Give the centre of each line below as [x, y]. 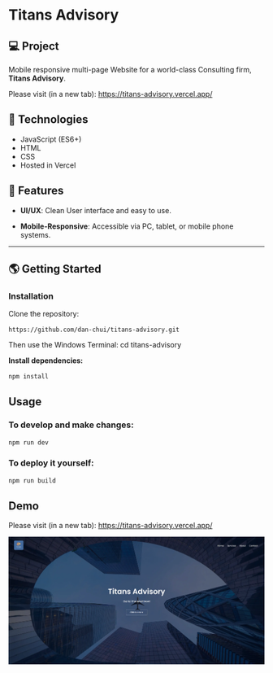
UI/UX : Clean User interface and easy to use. [96, 210]
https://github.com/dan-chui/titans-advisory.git [94, 330]
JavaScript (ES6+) [51, 139]
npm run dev [28, 443]
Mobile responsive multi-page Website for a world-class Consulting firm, [130, 70]
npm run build [32, 481]
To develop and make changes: [71, 425]
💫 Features [36, 191]
